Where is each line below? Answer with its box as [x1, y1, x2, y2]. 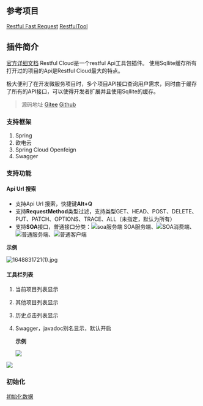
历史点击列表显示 [15, 312, 59, 319]
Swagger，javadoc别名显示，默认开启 [15, 324, 112, 332]
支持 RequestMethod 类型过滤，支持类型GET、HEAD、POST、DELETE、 [15, 208, 197, 215]
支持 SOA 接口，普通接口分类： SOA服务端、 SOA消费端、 [15, 223, 196, 231]
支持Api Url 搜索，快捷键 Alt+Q [15, 200, 93, 207]
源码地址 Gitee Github [21, 101, 76, 108]
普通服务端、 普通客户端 [21, 231, 87, 238]
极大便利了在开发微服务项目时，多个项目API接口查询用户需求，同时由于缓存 [6, 80, 197, 87]
